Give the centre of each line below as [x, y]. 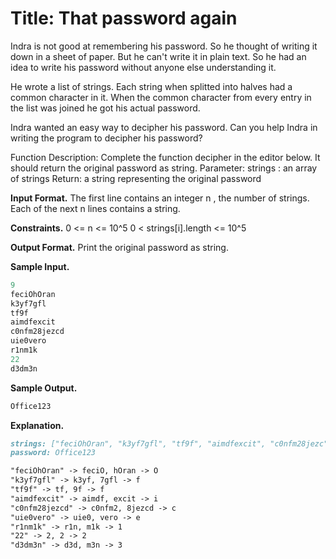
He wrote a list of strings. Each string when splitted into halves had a [151, 86]
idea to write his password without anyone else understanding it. [143, 67]
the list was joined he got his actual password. [105, 108]
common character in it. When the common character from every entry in [161, 97]
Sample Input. [40, 266]
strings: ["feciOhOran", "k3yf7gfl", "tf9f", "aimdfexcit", [138, 443]
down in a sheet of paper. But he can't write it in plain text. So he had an [158, 56]
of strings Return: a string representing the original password [136, 178]
